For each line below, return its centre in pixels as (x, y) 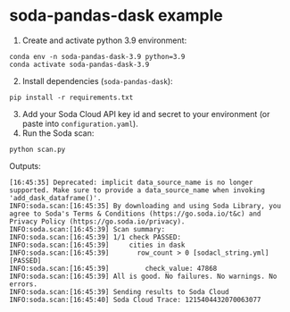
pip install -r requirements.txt (71, 97)
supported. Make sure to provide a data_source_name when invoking (137, 190)
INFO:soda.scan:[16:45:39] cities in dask (97, 245)
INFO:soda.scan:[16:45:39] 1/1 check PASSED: (95, 237)
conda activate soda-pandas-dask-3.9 (79, 64)
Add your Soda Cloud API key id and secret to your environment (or (146, 114)
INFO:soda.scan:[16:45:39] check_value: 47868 (113, 268)
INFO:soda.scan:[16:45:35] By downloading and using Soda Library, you (145, 206)
